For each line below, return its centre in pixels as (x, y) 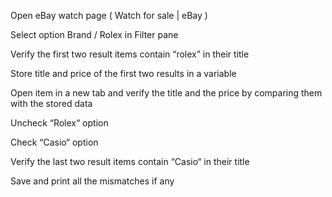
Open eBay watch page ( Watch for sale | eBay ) (109, 15)
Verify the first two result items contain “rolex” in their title (130, 54)
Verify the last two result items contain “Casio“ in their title (130, 161)
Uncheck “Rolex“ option (59, 123)
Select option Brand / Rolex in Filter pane (94, 34)
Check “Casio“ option (54, 142)
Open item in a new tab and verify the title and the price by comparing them (166, 93)
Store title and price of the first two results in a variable (123, 73)
